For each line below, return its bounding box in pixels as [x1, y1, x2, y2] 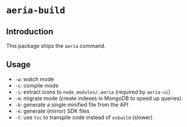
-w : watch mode [14, 75, 54, 83]
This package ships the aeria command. [6, 43, 106, 49]
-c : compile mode [14, 81, 59, 89]
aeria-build [6, 5, 66, 16]
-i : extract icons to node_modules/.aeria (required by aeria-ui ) [14, 88, 170, 95]
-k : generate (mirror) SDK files [14, 107, 90, 114]
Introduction [6, 26, 54, 37]
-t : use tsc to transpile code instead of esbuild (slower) [14, 113, 153, 121]
